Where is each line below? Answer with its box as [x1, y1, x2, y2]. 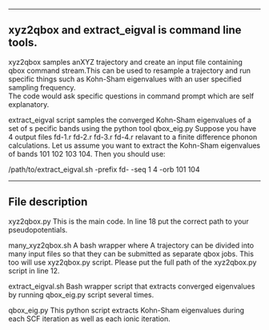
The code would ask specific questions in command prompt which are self [8, 91, 255, 101]
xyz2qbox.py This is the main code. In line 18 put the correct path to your [8, 217, 250, 226]
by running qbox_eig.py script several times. [8, 289, 155, 300]
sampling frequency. [8, 82, 76, 92]
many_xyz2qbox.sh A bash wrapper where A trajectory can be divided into [8, 241, 255, 250]
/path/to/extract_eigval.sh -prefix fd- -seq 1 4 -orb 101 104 [8, 165, 200, 174]
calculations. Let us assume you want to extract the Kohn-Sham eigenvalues [8, 141, 261, 150]
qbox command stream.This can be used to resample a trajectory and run [8, 66, 251, 75]
